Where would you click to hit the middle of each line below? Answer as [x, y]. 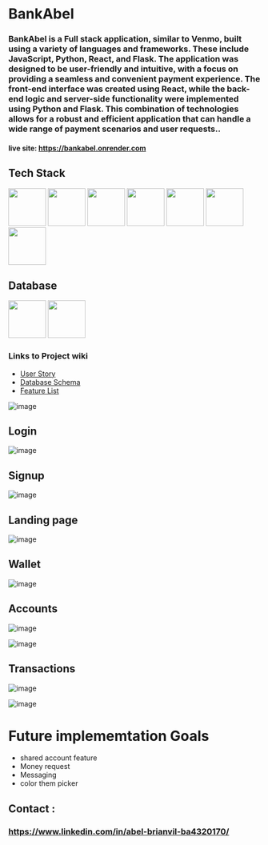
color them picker [49, 783]
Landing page [43, 520]
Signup [27, 476]
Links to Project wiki [48, 356]
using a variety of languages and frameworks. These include [129, 49]
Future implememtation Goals [109, 736]
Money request [45, 767]
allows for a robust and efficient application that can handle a [130, 119]
